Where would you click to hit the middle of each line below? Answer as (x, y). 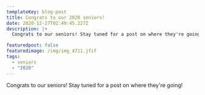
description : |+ (27, 29)
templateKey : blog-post (37, 12)
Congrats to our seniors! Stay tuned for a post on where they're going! (95, 85)
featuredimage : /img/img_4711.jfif (52, 51)
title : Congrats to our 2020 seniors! (56, 18)
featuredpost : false (33, 45)
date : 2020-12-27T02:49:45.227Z (47, 23)
